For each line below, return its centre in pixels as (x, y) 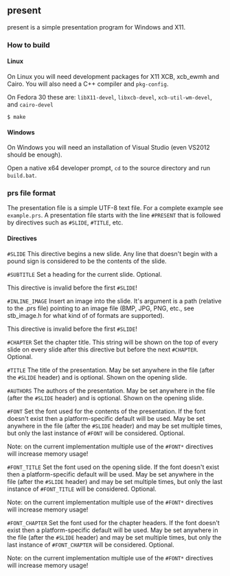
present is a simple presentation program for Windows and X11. (96, 27)
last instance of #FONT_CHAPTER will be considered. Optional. (91, 544)
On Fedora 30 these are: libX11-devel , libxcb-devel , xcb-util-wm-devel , (110, 97)
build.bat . (22, 175)
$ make (16, 117)
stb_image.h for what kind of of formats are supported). (86, 315)
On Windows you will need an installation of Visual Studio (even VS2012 (109, 148)
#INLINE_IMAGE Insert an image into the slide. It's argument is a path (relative (114, 301)
